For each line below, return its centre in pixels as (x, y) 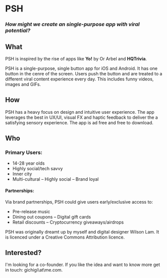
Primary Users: (24, 153)
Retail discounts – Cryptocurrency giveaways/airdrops (68, 222)
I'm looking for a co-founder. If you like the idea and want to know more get (83, 265)
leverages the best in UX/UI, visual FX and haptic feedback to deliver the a (82, 117)
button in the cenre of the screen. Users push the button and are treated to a (84, 73)
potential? (18, 30)
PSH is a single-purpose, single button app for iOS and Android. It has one (82, 68)
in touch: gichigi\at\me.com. (34, 270)
